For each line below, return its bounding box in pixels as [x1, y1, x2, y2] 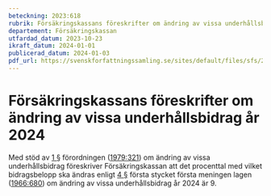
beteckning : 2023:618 [8, 11, 81, 20]
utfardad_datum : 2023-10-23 [8, 34, 103, 43]
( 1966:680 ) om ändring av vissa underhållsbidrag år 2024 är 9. [8, 178, 217, 188]
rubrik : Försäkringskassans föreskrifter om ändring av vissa [8, 19, 222, 27]
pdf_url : [8, 57, 38, 65]
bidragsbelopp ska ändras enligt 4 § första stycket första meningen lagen [8, 169, 252, 179]
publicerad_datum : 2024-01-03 [8, 49, 110, 57]
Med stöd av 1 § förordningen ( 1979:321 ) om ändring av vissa [8, 152, 211, 162]
